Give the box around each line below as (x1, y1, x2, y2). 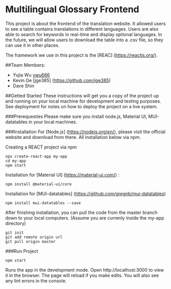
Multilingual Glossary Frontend (5, 4, 139, 15)
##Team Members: (5, 62, 45, 68)
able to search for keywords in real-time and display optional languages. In (5, 31, 162, 37)
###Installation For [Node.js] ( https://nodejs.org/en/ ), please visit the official (5, 129, 166, 135)
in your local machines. (28, 118, 78, 125)
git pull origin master (5, 239, 56, 244)
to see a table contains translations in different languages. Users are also (5, 26, 159, 32)
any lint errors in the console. (5, 277, 67, 284)
